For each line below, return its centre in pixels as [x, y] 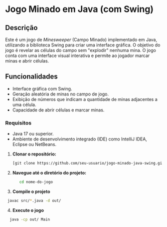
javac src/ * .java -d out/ [34, 200]
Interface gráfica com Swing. [42, 88]
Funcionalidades [32, 77]
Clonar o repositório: [34, 154]
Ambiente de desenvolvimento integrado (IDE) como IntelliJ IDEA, [80, 139]
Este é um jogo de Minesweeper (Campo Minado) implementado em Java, [81, 39]
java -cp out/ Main [30, 219]
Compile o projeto [31, 191]
